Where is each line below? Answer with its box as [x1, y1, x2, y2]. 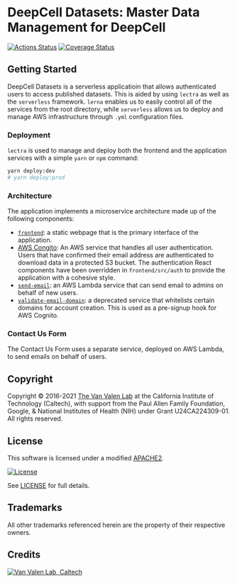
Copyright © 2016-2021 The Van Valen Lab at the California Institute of [7, 392, 214, 401]
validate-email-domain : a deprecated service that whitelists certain [17, 296, 215, 305]
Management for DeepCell [7, 19, 166, 35]
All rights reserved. [7, 414, 63, 423]
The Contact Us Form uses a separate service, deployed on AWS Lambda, [7, 345, 225, 353]
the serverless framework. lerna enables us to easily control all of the [7, 97, 212, 106]
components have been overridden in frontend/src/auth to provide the [17, 266, 226, 274]
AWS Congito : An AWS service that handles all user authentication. [17, 243, 214, 252]
